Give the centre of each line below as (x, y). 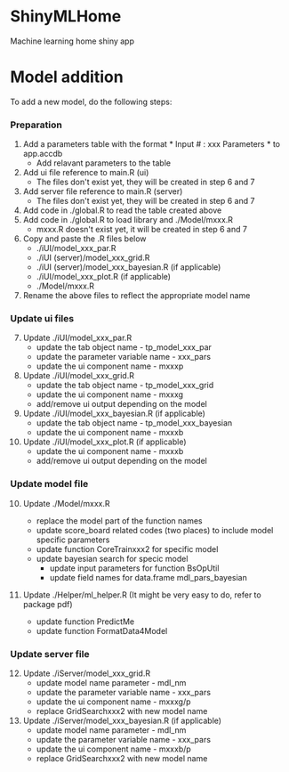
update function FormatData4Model (102, 630)
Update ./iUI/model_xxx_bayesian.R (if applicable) (114, 414)
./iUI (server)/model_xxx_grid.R (93, 258)
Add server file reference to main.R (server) (103, 191)
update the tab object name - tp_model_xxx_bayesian (134, 423)
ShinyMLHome (66, 16)
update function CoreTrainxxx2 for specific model (127, 549)
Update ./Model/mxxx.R (66, 503)
